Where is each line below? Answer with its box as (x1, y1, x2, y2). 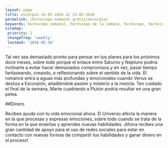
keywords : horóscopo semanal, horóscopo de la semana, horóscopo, (5, 21, 146, 27)
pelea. (5, 91, 18, 97)
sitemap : (5, 26, 23, 31)
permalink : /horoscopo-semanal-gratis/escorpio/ (5, 17, 108, 22)
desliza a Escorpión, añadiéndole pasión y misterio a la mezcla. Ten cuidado (5, 80, 162, 86)
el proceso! (5, 137, 28, 143)
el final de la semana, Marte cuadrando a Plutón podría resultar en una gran (5, 86, 161, 92)
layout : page (5, 7, 32, 13)
